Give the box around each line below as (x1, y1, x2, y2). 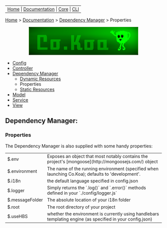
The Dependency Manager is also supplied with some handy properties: (5, 143, 153, 149)
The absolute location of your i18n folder (47, 197, 131, 203)
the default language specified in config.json (47, 178, 138, 184)
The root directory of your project (47, 204, 116, 210)
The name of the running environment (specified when (47, 165, 159, 172)
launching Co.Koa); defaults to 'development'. (47, 171, 141, 177)
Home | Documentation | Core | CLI (7, 6, 80, 12)
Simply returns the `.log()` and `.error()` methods (47, 185, 146, 191)
